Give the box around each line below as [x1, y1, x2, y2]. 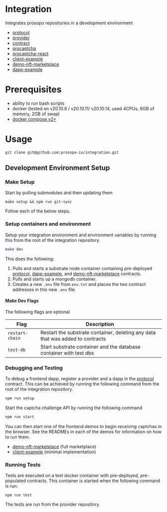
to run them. [5, 434, 30, 440]
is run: [5, 483, 18, 489]
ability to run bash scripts [12, 100, 65, 106]
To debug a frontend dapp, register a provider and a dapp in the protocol [5, 376, 154, 382]
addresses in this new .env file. [12, 287, 76, 293]
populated [5, 478, 26, 484]
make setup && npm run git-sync [5, 200, 72, 205]
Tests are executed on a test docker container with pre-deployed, [5, 473, 139, 479]
